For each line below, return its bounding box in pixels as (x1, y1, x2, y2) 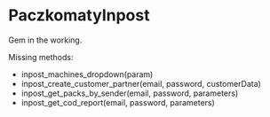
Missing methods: (8, 51, 74, 62)
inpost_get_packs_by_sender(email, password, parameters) (20, 88, 239, 98)
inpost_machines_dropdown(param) (20, 68, 154, 80)
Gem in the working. (8, 35, 83, 45)
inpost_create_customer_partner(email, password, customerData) (20, 78, 261, 89)
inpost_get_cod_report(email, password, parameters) (20, 97, 215, 107)
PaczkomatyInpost (8, 5, 150, 26)
